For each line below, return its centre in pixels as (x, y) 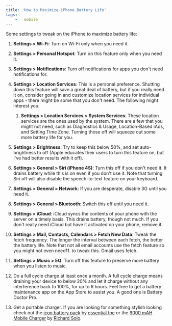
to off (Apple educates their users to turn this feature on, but (100, 153)
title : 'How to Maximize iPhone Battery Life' (56, 10)
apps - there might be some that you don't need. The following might (86, 100)
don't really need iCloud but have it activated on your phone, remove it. (88, 225)
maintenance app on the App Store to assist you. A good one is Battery (88, 292)
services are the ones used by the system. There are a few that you (92, 121)
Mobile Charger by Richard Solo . (47, 318)
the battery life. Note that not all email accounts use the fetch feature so (89, 246)
